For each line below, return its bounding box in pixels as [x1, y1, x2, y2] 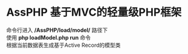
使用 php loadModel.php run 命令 [6, 34, 91, 41]
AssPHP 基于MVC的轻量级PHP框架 [6, 5, 182, 19]
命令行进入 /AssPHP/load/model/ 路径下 [6, 26, 108, 34]
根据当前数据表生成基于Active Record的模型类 [6, 41, 121, 49]
